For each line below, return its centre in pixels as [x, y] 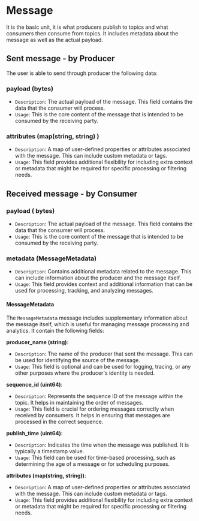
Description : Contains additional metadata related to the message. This [103, 272]
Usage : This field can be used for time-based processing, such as [95, 457]
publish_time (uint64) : [34, 433]
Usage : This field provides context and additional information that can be [104, 284]
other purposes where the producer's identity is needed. [85, 373]
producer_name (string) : [37, 342]
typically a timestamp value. [49, 451]
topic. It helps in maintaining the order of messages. [79, 402]
